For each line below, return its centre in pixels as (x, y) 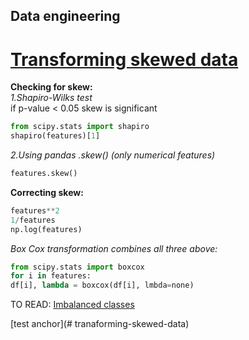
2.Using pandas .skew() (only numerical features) (113, 155)
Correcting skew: (47, 192)
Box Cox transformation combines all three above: (114, 248)
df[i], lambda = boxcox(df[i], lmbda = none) (102, 285)
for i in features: (51, 276)
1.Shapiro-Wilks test (51, 98)
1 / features (33, 220)
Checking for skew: (51, 87)
